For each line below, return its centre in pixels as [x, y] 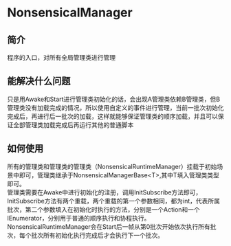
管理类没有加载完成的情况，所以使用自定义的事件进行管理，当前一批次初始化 [115, 107]
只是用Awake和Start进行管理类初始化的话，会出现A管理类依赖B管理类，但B [114, 99]
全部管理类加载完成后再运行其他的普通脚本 [73, 124]
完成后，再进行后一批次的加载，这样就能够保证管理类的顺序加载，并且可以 [112, 116]
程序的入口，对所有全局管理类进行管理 [61, 57]
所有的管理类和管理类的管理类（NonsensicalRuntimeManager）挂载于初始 [112, 166]
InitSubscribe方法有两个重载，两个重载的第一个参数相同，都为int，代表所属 [113, 201]
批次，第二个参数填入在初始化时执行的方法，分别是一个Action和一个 [104, 209]
